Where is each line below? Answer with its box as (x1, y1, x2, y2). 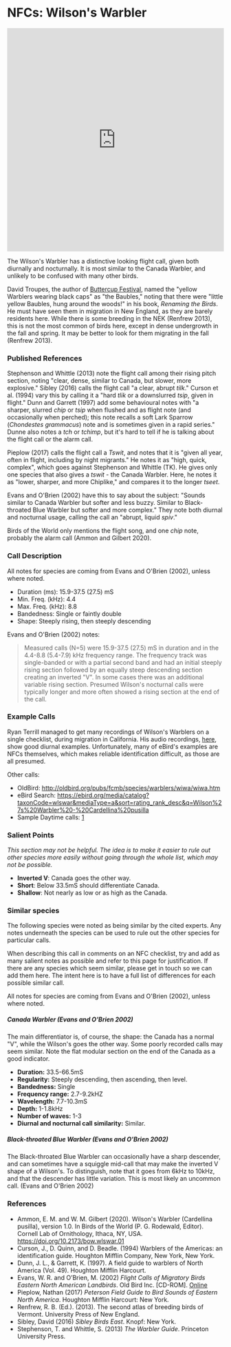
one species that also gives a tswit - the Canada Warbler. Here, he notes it (7, 470, 217, 479)
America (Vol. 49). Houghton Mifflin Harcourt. (16, 1266, 146, 1274)
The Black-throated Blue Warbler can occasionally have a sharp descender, (7, 1153, 221, 1161)
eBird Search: (16, 791, 56, 799)
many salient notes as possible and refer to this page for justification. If (7, 957, 208, 965)
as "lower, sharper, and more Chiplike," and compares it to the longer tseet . (7, 478, 220, 486)
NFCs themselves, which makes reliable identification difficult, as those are (7, 750, 220, 758)
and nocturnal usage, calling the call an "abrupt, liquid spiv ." (7, 513, 177, 521)
